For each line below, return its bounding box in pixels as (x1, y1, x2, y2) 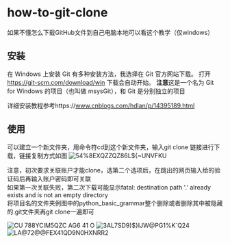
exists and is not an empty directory (7, 190, 108, 199)
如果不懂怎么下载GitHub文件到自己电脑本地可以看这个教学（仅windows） (7, 28, 214, 36)
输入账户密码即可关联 (30, 175, 91, 183)
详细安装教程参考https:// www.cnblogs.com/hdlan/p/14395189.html (7, 101, 195, 110)
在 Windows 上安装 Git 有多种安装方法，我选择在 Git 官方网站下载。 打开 (7, 70, 211, 78)
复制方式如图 (30, 151, 67, 159)
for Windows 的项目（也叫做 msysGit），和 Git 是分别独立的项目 (7, 87, 186, 95)
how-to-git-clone (7, 5, 108, 21)
